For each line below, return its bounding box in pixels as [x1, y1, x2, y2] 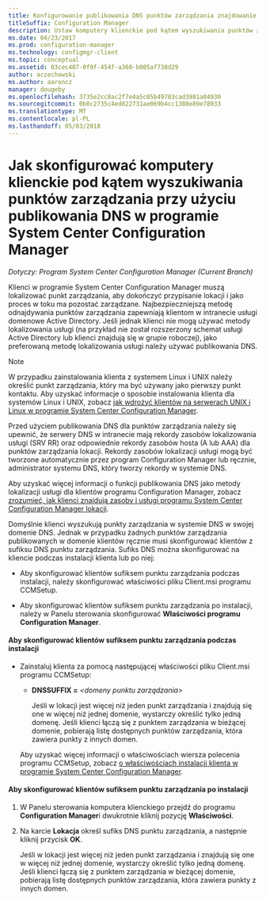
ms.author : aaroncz [8, 78, 73, 86]
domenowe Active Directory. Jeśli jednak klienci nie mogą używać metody [8, 316, 251, 325]
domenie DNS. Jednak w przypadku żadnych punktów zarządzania [8, 527, 228, 537]
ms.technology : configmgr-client [8, 48, 119, 56]
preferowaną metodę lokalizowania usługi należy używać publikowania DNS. [8, 341, 258, 351]
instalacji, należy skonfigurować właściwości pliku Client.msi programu [19, 577, 252, 586]
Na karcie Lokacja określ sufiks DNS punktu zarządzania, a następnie [19, 826, 247, 836]
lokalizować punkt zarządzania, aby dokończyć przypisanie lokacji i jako [8, 290, 244, 300]
